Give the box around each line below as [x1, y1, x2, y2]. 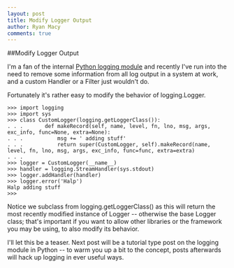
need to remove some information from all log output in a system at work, [7, 70, 219, 78]
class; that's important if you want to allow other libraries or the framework [7, 218, 222, 226]
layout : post [7, 10, 45, 17]
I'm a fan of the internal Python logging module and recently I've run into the [7, 62, 227, 71]
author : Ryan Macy [7, 23, 61, 30]
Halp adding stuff [7, 184, 61, 191]
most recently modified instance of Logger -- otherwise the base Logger [7, 210, 217, 218]
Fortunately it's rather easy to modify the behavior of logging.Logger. [7, 91, 206, 99]
